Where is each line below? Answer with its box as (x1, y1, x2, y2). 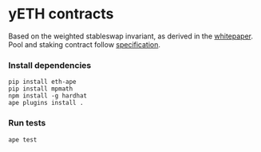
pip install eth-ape (8, 78, 77, 86)
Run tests (8, 118, 46, 129)
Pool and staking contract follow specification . (8, 39, 161, 49)
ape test (8, 135, 38, 144)
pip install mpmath (8, 85, 73, 93)
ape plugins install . (8, 99, 84, 107)
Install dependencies (8, 59, 92, 70)
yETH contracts (8, 5, 114, 23)
